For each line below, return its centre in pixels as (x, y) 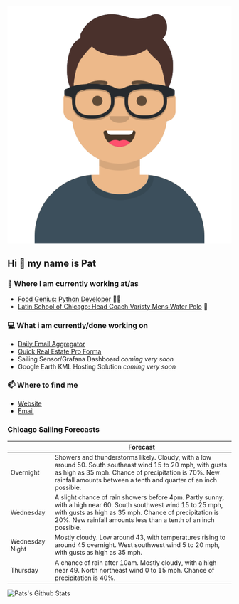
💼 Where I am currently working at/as (73, 283)
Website (30, 403)
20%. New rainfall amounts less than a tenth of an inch (134, 520)
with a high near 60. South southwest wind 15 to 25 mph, (139, 505)
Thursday (25, 570)
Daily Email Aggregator (51, 344)
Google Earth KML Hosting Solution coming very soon (97, 366)
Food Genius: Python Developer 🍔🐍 (69, 299)
